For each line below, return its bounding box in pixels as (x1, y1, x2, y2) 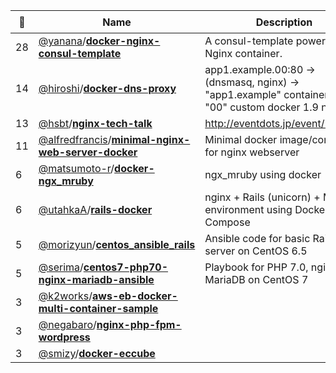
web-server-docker (38, 145, 138, 159)
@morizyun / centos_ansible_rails (38, 238, 196, 251)
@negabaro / (38, 318, 97, 331)
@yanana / (38, 34, 87, 48)
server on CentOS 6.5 (204, 244, 308, 258)
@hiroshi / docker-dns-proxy (38, 82, 177, 95)
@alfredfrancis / (38, 133, 112, 146)
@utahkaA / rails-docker (38, 203, 153, 216)
